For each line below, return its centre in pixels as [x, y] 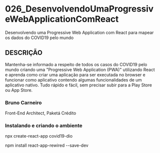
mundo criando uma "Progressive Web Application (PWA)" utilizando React [80, 70]
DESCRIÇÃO [24, 53]
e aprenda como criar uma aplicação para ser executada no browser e [75, 75]
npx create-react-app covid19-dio [39, 136]
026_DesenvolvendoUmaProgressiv [79, 9]
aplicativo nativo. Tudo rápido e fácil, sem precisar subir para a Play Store [79, 85]
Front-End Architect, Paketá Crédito [41, 113]
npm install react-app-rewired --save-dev [47, 145]
